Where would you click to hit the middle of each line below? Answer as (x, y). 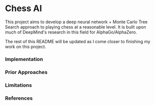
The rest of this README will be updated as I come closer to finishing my (78, 41)
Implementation (24, 59)
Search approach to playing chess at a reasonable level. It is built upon (76, 27)
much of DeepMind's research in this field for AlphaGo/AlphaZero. (71, 32)
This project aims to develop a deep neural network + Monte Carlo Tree (76, 22)
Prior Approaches (26, 72)
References (19, 98)
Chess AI (23, 8)
